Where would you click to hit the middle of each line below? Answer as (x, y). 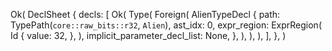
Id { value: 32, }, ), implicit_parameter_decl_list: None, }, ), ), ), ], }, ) (148, 35)
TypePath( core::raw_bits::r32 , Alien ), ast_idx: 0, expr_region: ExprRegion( (166, 25)
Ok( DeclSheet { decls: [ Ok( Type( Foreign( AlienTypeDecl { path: (145, 14)
